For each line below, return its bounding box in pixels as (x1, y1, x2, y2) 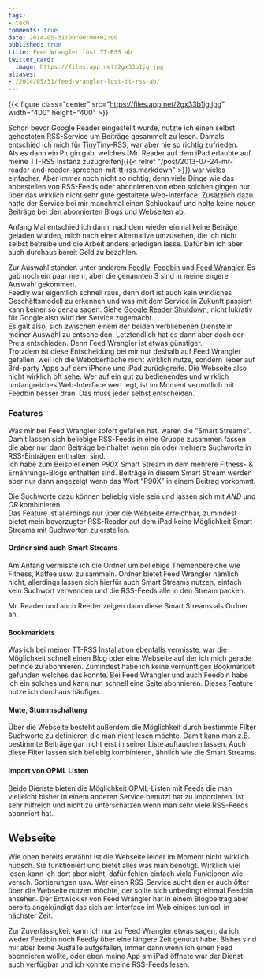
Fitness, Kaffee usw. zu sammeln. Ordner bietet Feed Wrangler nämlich (8, 569, 239, 578)
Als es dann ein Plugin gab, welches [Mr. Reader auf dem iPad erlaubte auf (8, 148, 251, 158)
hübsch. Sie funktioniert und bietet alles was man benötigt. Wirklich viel (8, 861, 240, 870)
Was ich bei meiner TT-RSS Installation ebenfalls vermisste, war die (8, 645, 227, 655)
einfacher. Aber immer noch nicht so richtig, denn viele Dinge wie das (8, 173, 235, 182)
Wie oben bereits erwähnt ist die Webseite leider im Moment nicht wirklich (8, 852, 250, 862)
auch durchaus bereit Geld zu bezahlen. (8, 247, 138, 256)
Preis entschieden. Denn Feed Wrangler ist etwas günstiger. (8, 338, 203, 347)
